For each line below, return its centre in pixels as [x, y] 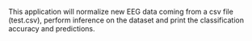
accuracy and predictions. [52, 29]
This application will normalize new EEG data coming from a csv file [121, 12]
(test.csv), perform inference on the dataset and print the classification [126, 20]
